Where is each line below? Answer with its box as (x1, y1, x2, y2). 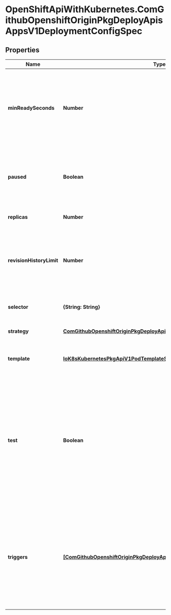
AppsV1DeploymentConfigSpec (5, 26, 142, 37)
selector (8, 304, 28, 310)
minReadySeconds (8, 105, 55, 111)
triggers (8, 554, 28, 560)
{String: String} (63, 304, 100, 310)
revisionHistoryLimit (8, 257, 59, 264)
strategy (8, 328, 29, 335)
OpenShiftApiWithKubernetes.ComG (5, 4, 164, 15)
